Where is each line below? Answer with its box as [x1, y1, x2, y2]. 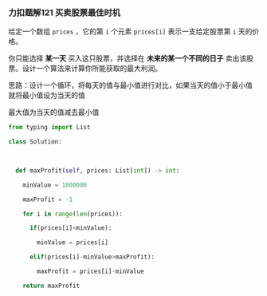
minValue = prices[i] [37, 239, 109, 247]
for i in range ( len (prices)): [22, 210, 124, 218]
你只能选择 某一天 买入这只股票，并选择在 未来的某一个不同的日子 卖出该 [8, 53, 247, 63]
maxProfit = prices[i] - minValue [37, 267, 145, 276]
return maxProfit [22, 282, 80, 290]
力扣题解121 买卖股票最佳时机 [8, 6, 121, 18]
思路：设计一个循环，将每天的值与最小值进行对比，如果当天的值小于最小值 [8, 81, 253, 90]
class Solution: [8, 138, 62, 146]
